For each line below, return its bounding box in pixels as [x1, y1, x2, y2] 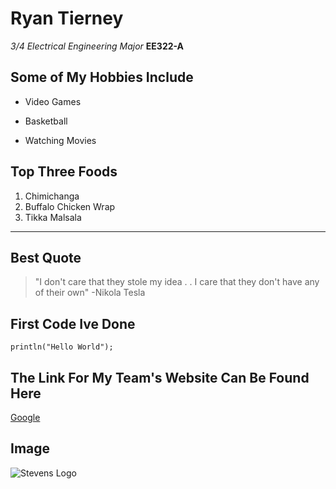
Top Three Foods [10, 163, 118, 181]
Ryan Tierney [10, 7, 124, 30]
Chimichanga [24, 190, 80, 202]
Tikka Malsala [24, 211, 82, 223]
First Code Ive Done [10, 315, 136, 332]
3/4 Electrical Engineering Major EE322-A [10, 40, 185, 52]
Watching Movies [24, 134, 97, 146]
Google [10, 412, 41, 423]
